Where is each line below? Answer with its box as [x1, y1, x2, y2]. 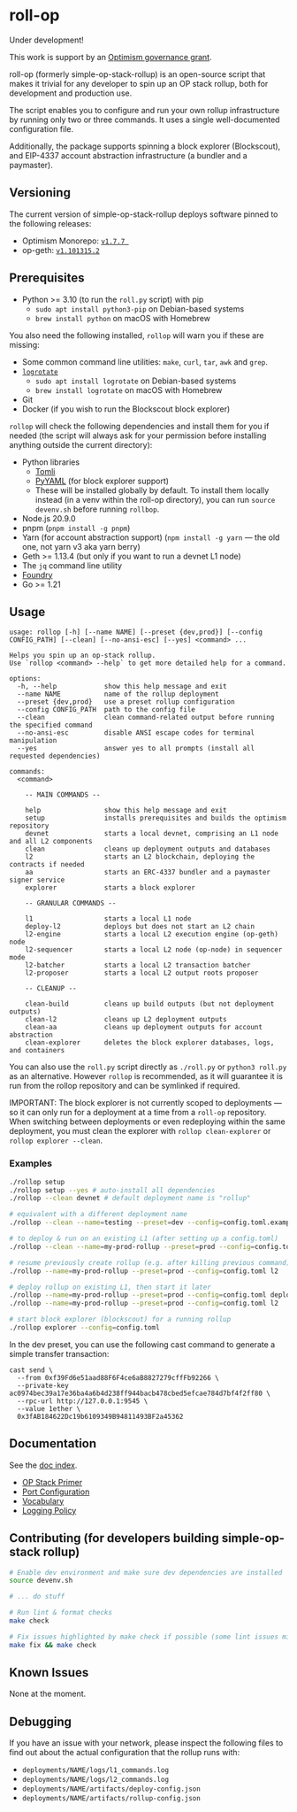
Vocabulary [21, 1495, 65, 1506]
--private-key [17, 1381, 69, 1390]
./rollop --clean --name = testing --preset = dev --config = [9, 1218, 224, 1227]
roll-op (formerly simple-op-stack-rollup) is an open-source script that [9, 68, 266, 80]
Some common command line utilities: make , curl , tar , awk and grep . [21, 356, 268, 367]
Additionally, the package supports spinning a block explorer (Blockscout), [9, 141, 281, 151]
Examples [9, 1157, 53, 1169]
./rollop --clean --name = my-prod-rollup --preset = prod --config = [9, 1242, 255, 1251]
